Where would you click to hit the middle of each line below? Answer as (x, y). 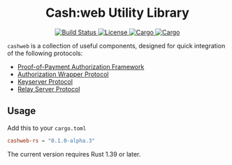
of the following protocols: (45, 53)
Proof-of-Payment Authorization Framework (81, 66)
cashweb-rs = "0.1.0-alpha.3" (51, 141)
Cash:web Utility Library (117, 13)
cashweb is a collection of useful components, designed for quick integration (116, 45)
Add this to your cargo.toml (47, 128)
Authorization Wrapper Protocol (63, 74)
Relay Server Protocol (49, 89)
